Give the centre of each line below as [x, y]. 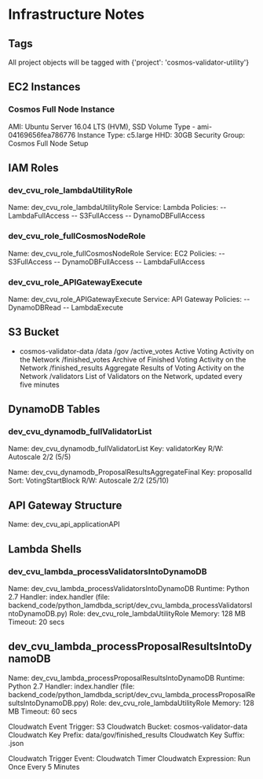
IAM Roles [33, 168]
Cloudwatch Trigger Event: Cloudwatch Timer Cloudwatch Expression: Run [130, 758]
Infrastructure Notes [77, 15]
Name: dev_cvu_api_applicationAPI [64, 524]
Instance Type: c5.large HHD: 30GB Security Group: [161, 134]
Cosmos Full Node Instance [62, 109]
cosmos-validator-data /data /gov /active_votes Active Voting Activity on [137, 351]
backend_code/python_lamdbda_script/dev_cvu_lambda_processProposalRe [132, 694]
